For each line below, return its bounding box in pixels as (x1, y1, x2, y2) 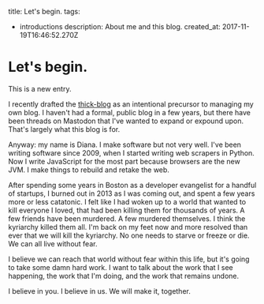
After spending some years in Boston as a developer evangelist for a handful (8, 180, 257, 190)
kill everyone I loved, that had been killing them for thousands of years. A (8, 205, 245, 215)
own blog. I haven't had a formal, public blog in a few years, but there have (8, 107, 251, 117)
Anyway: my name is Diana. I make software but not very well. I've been (8, 140, 242, 149)
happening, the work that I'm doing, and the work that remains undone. (8, 271, 240, 280)
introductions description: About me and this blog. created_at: (19, 22, 221, 31)
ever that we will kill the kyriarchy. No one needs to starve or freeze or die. (8, 231, 250, 240)
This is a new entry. (8, 84, 72, 93)
